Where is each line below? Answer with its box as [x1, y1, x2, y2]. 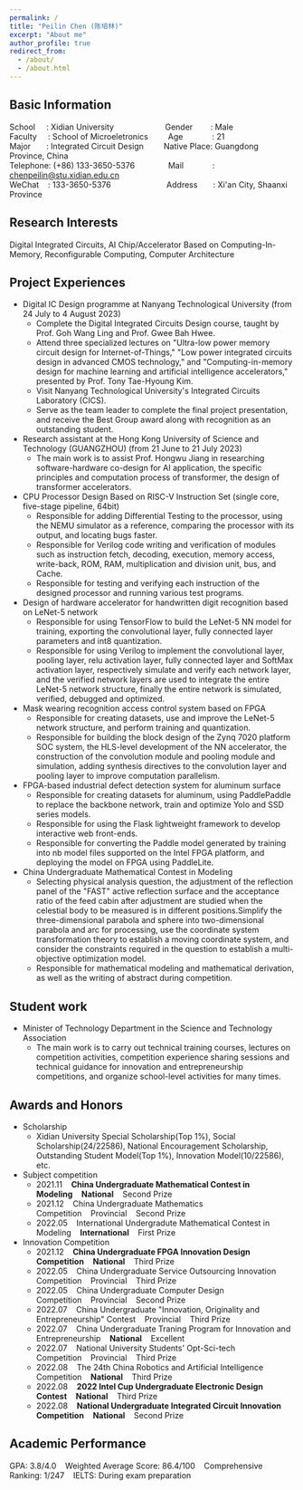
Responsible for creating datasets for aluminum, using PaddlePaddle [35, 790, 291, 801]
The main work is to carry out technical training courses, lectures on [35, 1043, 291, 1053]
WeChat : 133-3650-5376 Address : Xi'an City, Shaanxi [9, 178, 288, 190]
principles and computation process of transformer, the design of [35, 472, 280, 483]
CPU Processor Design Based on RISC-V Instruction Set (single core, [22, 491, 279, 503]
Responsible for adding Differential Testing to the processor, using [35, 511, 283, 522]
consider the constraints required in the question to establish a [35, 944, 270, 955]
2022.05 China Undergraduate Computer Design [35, 1284, 224, 1295]
